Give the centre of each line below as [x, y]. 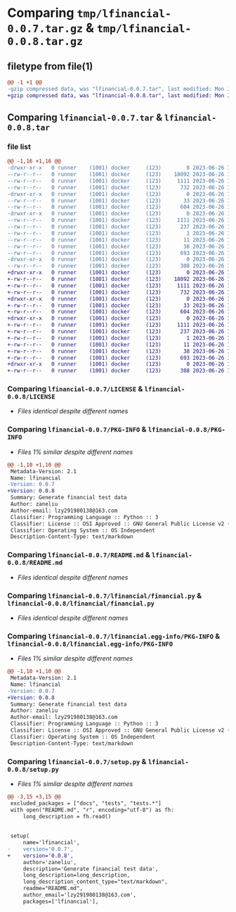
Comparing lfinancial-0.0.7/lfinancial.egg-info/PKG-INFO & [114, 636]
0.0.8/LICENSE [31, 397]
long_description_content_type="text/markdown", [96, 882]
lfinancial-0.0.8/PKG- [187, 430]
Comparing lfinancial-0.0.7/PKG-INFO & [77, 430]
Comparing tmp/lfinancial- [90, 13]
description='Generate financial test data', [91, 869]
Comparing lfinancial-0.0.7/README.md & [79, 555]
